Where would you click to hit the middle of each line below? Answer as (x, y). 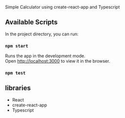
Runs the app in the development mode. (45, 56)
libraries (18, 88)
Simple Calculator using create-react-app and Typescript (62, 7)
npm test (15, 73)
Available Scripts (31, 22)
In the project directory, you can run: (42, 34)
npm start (17, 46)
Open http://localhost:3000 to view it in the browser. (58, 61)
